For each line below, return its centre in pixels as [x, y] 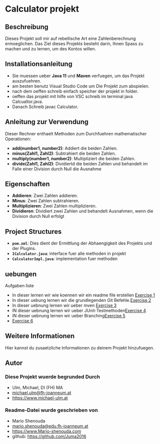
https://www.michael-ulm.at [40, 398]
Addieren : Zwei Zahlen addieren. [45, 196]
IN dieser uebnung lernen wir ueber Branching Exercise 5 [69, 316]
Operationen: [18, 139]
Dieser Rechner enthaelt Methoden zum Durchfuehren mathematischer [76, 133]
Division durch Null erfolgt [38, 216]
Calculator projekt [42, 9]
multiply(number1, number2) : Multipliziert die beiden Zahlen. [74, 158]
